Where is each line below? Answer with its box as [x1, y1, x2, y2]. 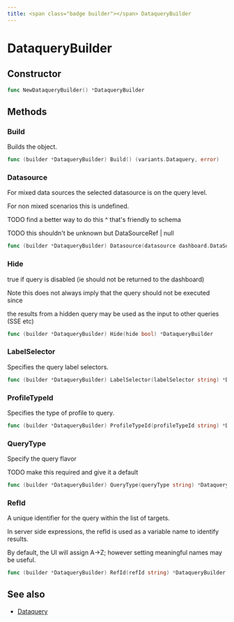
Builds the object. [7, 142, 58, 151]
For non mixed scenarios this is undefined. [7, 202, 130, 210]
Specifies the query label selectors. [7, 362, 109, 371]
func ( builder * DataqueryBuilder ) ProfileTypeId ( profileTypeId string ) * [7, 422, 226, 429]
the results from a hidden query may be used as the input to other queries [7, 309, 219, 318]
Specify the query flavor [7, 454, 77, 463]
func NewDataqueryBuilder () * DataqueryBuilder [7, 87, 145, 94]
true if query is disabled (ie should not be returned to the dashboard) [7, 275, 205, 283]
